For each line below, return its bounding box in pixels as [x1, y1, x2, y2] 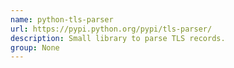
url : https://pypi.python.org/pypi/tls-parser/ [10, 24, 213, 34]
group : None [10, 42, 60, 53]
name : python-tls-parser [10, 14, 114, 25]
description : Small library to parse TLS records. [10, 33, 226, 43]
